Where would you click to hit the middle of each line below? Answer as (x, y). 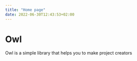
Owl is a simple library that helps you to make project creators (69, 53)
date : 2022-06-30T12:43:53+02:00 (40, 14)
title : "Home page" (25, 10)
